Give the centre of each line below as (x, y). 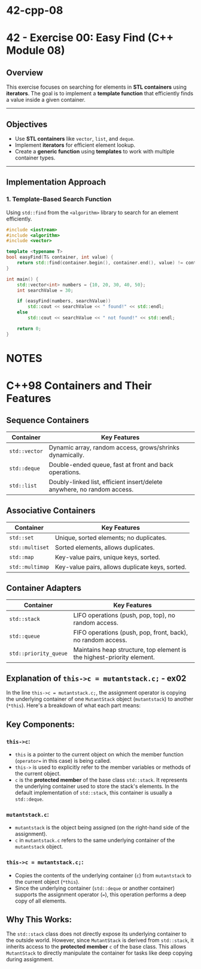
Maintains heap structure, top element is (130, 650)
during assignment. (30, 959)
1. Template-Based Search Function (59, 200)
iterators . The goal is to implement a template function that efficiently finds (100, 93)
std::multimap (29, 567)
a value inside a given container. (46, 100)
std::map (22, 557)
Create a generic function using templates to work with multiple (95, 151)
